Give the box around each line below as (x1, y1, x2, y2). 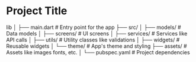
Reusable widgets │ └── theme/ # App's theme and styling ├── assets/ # (6, 43, 188, 50)
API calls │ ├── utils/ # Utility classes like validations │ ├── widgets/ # (6, 36, 180, 43)
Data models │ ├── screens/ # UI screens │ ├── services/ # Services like (6, 30, 188, 37)
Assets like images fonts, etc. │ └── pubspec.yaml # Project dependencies (6, 48, 191, 56)
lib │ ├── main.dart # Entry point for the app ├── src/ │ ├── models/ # (6, 24, 182, 31)
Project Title (6, 4, 68, 18)
